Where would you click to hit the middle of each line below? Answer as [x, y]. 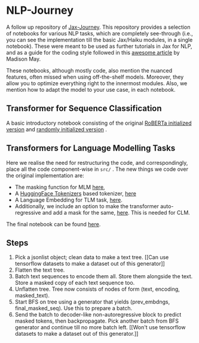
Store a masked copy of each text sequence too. [75, 283]
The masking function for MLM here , [60, 187]
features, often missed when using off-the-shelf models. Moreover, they [95, 77]
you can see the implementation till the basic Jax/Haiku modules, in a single [99, 40]
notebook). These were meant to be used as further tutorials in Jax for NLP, [99, 46]
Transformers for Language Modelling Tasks [91, 148]
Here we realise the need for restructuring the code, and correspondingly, [97, 163]
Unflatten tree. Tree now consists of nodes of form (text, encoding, [97, 289]
